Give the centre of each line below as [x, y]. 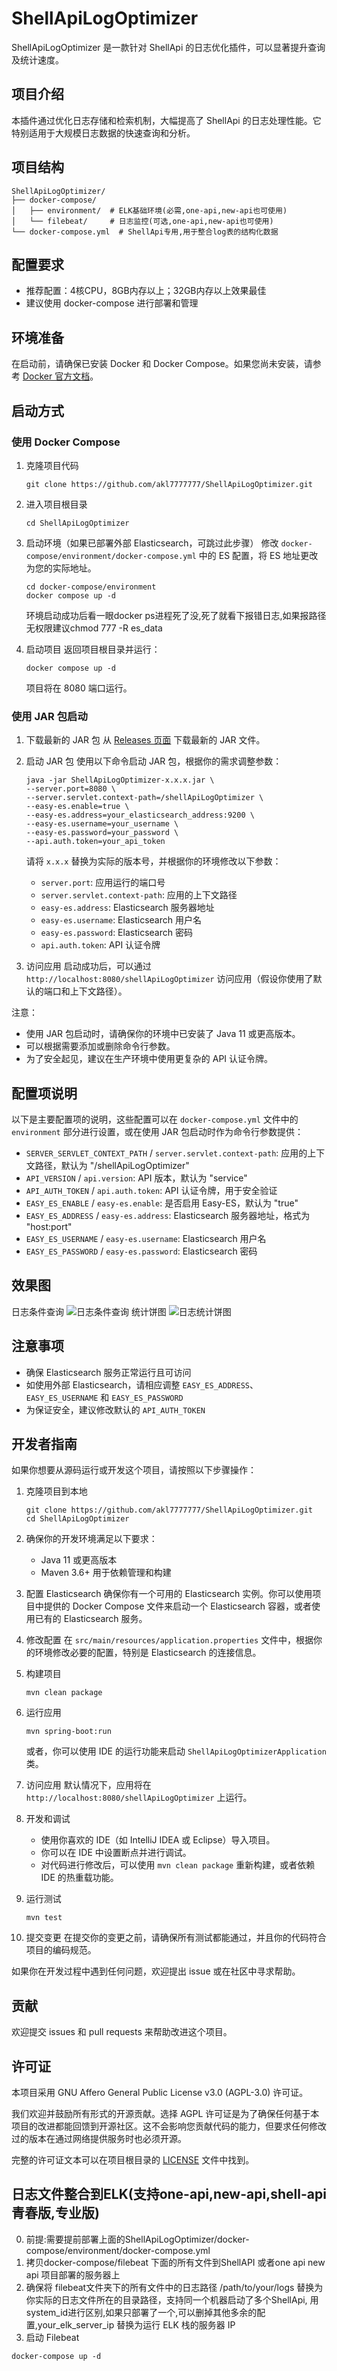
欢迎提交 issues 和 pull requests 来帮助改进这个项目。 [122, 2032]
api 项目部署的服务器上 [73, 2274]
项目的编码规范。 [61, 1950]
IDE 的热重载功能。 [79, 1878]
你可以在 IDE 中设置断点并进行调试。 [116, 1853]
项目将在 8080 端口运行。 [79, 688]
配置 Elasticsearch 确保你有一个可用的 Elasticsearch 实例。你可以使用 [169, 1594]
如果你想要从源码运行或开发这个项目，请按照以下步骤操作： [134, 1470]
